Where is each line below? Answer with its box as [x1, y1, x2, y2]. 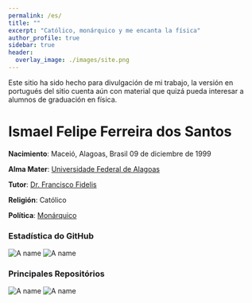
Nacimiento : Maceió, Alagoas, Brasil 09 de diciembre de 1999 [8, 149, 212, 158]
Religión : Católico [8, 195, 67, 204]
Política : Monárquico [8, 210, 77, 219]
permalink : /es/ [8, 11, 62, 20]
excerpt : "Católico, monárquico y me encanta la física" [8, 26, 201, 34]
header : [8, 49, 34, 56]
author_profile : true [8, 33, 80, 42]
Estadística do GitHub [8, 230, 94, 241]
